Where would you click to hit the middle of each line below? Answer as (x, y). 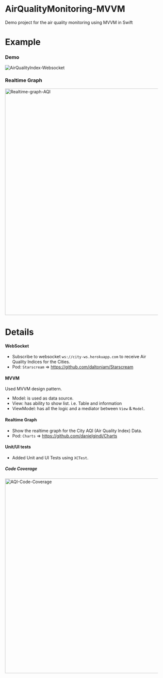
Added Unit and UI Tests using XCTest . (50, 457)
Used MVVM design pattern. (33, 389)
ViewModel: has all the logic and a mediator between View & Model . (79, 409)
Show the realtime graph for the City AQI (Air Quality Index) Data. (77, 431)
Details (19, 332)
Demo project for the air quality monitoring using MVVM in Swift (69, 22)
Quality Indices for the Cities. (41, 362)
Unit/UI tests (18, 447)
